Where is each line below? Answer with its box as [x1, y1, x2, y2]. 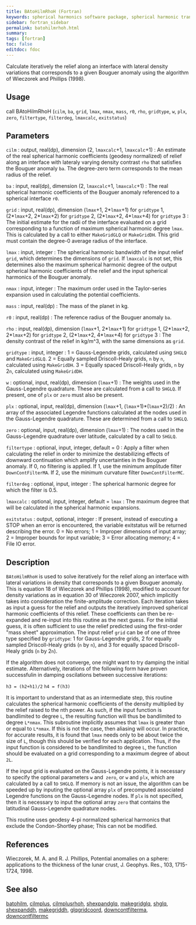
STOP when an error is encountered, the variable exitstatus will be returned [6, 522, 187, 529]
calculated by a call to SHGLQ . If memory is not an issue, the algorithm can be [6, 780, 190, 787]
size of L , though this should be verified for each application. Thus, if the [6, 738, 181, 745]
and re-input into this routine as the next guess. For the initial [31, 616, 178, 623]
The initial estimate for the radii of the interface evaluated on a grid [6, 219, 167, 226]
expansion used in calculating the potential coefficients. [6, 291, 140, 299]
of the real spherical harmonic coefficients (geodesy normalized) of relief [6, 153, 182, 160]
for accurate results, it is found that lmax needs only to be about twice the [6, 731, 183, 738]
